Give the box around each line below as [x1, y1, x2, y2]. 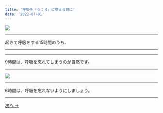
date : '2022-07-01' [5, 12, 45, 17]
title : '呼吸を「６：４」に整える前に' [5, 7, 75, 12]
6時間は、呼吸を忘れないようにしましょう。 [5, 87, 93, 93]
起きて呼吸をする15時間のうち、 [5, 39, 69, 45]
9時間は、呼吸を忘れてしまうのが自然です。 [5, 59, 92, 65]
